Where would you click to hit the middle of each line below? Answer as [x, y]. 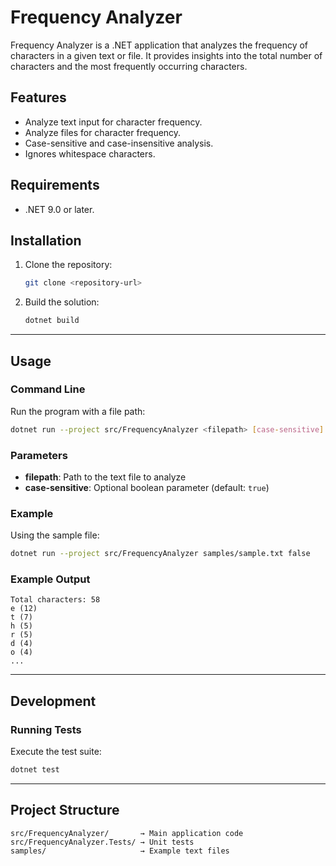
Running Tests [46, 729]
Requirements [55, 185]
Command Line [48, 389]
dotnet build [52, 321]
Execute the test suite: [56, 752]
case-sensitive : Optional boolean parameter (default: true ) [147, 487]
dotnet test [35, 770]
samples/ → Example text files [120, 851]
